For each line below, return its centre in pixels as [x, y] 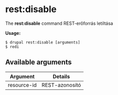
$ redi [12, 46]
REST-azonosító [61, 85]
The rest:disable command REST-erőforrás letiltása [59, 23]
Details [61, 76]
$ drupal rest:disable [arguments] [43, 42]
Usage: [13, 33]
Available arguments [38, 62]
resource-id [22, 85]
